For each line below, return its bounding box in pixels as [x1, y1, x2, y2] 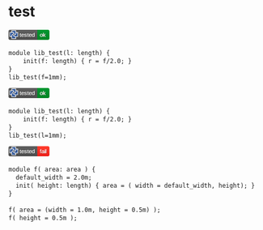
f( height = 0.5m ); [8, 214, 78, 222]
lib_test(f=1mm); [8, 73, 67, 81]
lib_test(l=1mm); [8, 131, 67, 139]
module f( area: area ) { [8, 165, 95, 173]
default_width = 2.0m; [15, 173, 92, 181]
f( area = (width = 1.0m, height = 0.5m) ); [8, 206, 161, 214]
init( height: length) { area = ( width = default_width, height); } [15, 181, 255, 190]
